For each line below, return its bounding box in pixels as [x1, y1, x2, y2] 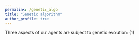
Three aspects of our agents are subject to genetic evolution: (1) [5, 30, 135, 36]
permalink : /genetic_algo [5, 7, 58, 12]
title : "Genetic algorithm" [5, 12, 63, 17]
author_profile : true [5, 16, 49, 21]
